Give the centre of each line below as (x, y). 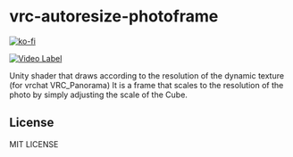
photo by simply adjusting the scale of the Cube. (98, 95)
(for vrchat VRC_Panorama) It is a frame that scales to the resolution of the (146, 85)
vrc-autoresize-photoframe (114, 17)
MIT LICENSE (34, 144)
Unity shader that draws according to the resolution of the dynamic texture (146, 75)
